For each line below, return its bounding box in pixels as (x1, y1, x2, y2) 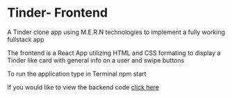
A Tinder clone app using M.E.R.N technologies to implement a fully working (7, 28, 226, 36)
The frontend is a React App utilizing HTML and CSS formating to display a (7, 49, 221, 57)
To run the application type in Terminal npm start (7, 70, 147, 78)
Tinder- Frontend (7, 5, 108, 21)
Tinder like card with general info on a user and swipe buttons (7, 56, 185, 64)
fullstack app (7, 35, 44, 43)
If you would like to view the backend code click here (7, 83, 160, 91)
